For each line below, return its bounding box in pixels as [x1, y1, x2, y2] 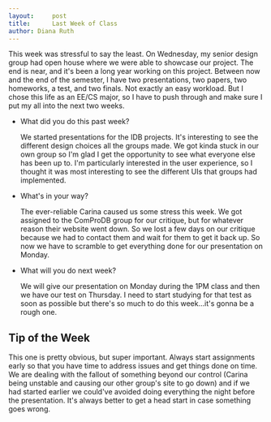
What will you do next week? [19, 265, 116, 276]
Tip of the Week [8, 330, 91, 345]
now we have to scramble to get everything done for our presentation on [19, 241, 264, 252]
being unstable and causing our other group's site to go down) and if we [8, 378, 250, 388]
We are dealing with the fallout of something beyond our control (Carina [8, 370, 248, 380]
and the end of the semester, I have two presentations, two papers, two [8, 75, 247, 85]
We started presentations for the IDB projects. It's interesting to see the [19, 132, 259, 142]
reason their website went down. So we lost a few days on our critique [19, 224, 256, 234]
